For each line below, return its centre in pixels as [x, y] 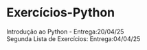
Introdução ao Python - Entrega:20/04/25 [65, 32]
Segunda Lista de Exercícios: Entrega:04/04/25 [73, 38]
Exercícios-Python [60, 13]
